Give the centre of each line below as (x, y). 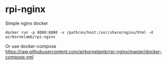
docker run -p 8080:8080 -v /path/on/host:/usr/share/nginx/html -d (79, 32)
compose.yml (20, 57)
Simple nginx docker (27, 23)
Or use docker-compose (31, 46)
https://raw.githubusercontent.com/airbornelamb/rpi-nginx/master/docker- (84, 51)
